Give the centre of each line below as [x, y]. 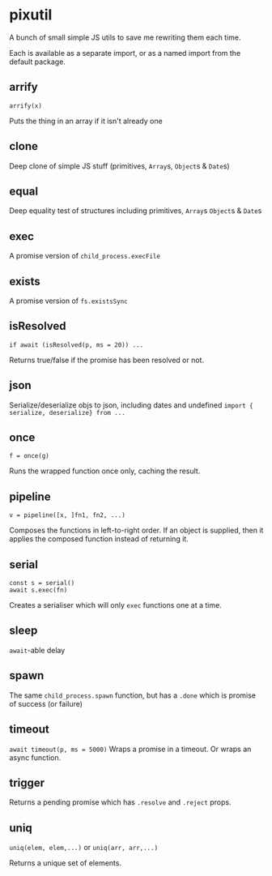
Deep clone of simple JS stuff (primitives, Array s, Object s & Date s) [119, 166]
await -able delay [37, 650]
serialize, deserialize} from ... [68, 412]
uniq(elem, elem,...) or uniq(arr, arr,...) [84, 848]
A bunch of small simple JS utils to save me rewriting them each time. [125, 37]
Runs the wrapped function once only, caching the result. [105, 471]
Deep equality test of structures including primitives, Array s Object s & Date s [136, 211]
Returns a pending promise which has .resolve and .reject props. [120, 802]
